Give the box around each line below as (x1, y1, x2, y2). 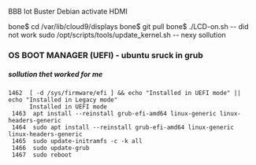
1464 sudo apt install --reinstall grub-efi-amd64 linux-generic (11, 123, 235, 131)
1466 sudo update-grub (11, 144, 90, 152)
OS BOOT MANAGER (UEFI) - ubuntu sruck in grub (8, 49, 203, 60)
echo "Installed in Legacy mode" (8, 96, 118, 104)
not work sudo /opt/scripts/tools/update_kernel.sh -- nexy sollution (8, 31, 226, 39)
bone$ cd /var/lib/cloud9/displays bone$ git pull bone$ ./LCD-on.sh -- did (8, 22, 250, 31)
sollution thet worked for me (8, 69, 103, 79)
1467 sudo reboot (11, 151, 72, 159)
